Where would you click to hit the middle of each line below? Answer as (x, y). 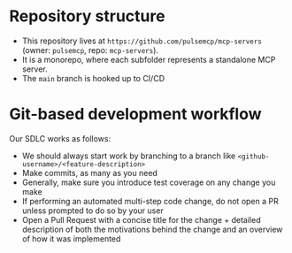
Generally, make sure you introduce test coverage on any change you (149, 182)
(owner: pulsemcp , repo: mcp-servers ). (90, 50)
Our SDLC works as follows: (60, 138)
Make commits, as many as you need (89, 172)
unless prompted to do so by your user (92, 211)
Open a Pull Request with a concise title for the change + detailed (141, 219)
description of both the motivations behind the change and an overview (152, 229)
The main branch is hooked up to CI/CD (93, 78)
